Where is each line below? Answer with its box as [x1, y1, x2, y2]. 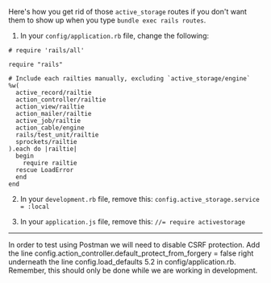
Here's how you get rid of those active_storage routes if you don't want [8, 7, 248, 16]
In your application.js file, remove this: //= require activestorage [19, 217, 246, 226]
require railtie [23, 159, 78, 167]
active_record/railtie [15, 88, 92, 96]
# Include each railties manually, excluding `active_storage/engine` [8, 75, 251, 83]
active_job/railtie [15, 117, 81, 125]
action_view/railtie [15, 103, 85, 111]
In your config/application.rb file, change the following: [19, 31, 210, 40]
